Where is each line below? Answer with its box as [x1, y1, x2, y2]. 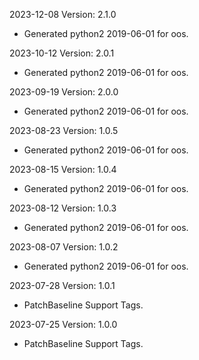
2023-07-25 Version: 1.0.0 [9, 319, 118, 330]
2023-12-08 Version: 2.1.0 [9, 9, 117, 20]
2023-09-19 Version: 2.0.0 [9, 86, 119, 98]
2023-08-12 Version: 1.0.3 [9, 202, 117, 214]
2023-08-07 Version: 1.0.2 [9, 241, 119, 253]
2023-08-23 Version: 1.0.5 [9, 125, 119, 136]
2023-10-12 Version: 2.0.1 [9, 47, 115, 59]
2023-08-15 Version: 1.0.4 [9, 164, 117, 175]
